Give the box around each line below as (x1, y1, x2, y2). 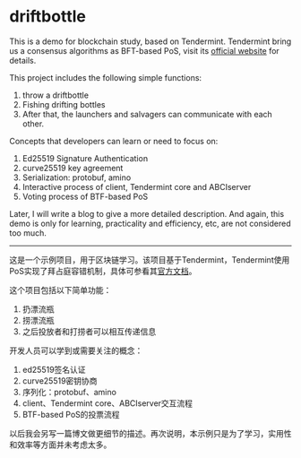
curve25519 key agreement (21, 162, 124, 173)
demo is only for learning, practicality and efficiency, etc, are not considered (9, 218, 291, 229)
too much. (9, 227, 47, 238)
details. (9, 55, 37, 65)
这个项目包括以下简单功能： (9, 284, 112, 295)
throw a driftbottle (21, 90, 90, 100)
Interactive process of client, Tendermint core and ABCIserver (21, 181, 252, 192)
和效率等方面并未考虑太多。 (9, 439, 112, 450)
